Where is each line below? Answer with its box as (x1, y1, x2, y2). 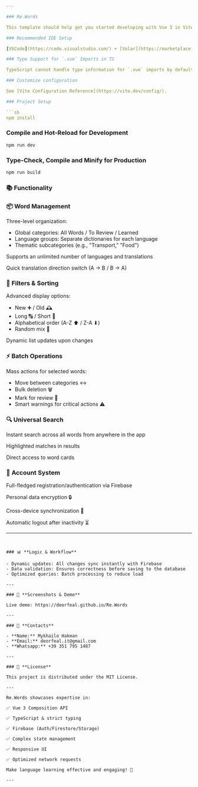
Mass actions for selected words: (6, 367, 87, 374)
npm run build (6, 169, 41, 175)
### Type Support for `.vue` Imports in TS (6, 57, 115, 62)
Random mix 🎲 (14, 326, 50, 333)
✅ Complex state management (6, 736, 77, 742)
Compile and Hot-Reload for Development (6, 129, 128, 137)
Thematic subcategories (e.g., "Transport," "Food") (14, 242, 140, 249)
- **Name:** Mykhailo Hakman (6, 633, 78, 639)
